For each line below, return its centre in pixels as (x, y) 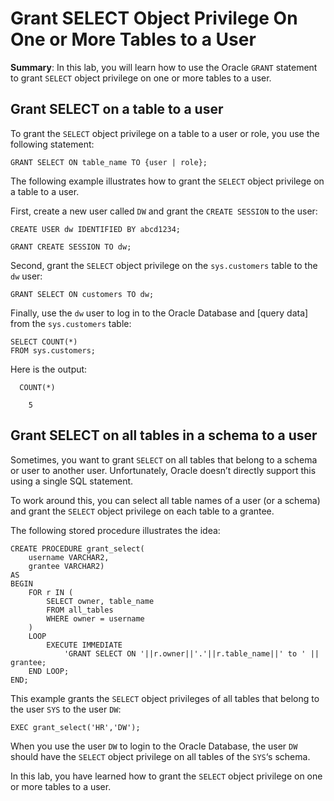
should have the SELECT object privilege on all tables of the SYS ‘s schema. (160, 756)
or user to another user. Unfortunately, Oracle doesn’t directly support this (163, 470)
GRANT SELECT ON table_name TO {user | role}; (109, 162)
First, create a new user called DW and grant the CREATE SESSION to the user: (164, 211)
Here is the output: (49, 369)
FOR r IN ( (51, 592)
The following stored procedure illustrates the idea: (115, 530)
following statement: (52, 144)
